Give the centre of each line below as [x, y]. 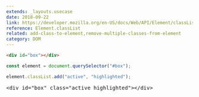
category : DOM [24, 39]
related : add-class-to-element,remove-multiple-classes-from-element [94, 34]
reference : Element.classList [44, 28]
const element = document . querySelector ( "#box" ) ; [69, 66]
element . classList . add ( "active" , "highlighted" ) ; [69, 77]
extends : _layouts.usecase [39, 12]
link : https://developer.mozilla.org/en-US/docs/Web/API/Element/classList [102, 22]
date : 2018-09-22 [28, 17]
